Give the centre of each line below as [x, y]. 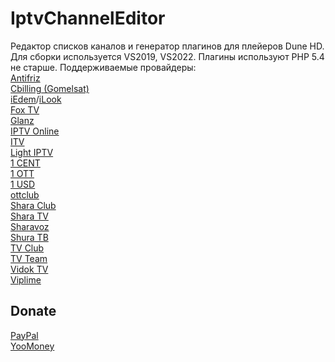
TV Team [29, 258]
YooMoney [32, 346]
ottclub [25, 194]
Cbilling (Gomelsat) [50, 88]
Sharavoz [30, 226]
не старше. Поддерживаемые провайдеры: [103, 67]
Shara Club [33, 205]
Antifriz [25, 78]
